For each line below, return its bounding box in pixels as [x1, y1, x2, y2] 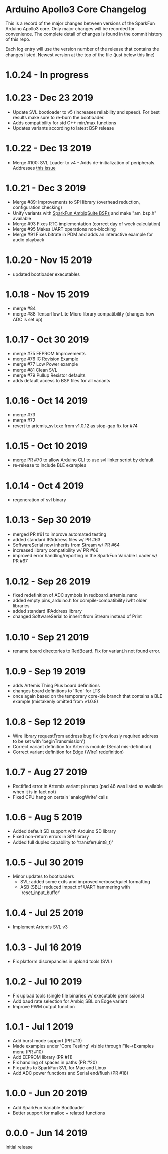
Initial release [5, 1144, 33, 1150]
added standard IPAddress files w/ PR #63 [12, 536, 101, 542]
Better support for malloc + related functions [12, 1110, 105, 1116]
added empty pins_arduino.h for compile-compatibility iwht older [12, 597, 147, 604]
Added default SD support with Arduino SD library [12, 828, 116, 834]
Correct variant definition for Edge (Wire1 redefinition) [12, 749, 124, 755]
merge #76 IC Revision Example [12, 356, 79, 362]
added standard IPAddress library [12, 608, 82, 614]
